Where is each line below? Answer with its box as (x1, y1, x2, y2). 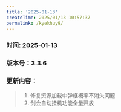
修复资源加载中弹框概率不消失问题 (30, 91, 116, 99)
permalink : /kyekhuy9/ (6, 20, 64, 26)
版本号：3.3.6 (6, 59, 47, 67)
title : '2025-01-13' (6, 8, 59, 15)
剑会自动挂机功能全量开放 (30, 99, 94, 107)
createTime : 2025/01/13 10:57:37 (6, 15, 91, 21)
